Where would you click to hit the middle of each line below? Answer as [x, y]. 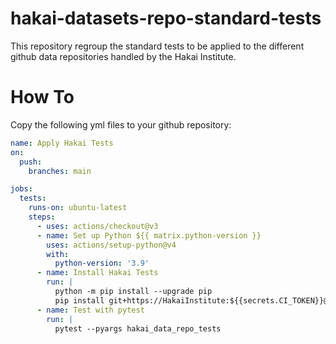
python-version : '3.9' [102, 263]
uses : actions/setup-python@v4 [111, 245]
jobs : [21, 189]
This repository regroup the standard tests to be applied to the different [157, 46]
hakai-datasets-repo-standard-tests [166, 18]
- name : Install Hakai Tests [97, 273]
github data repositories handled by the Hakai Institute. [123, 56]
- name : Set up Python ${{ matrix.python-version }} [149, 235]
